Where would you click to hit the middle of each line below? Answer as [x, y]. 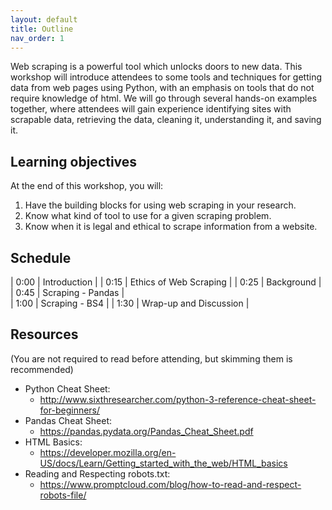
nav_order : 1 [37, 38]
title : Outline [42, 29]
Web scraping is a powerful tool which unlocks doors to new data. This [156, 67]
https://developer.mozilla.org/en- [108, 452]
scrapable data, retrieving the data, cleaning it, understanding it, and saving [166, 120]
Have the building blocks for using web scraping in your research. [160, 205]
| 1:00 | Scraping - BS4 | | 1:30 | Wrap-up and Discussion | [130, 303]
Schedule [41, 257]
